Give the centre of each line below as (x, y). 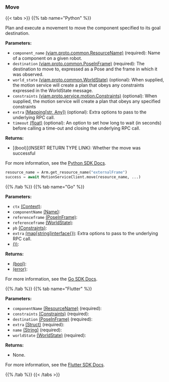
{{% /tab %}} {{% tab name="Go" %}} (45, 187)
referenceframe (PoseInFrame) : (45, 217)
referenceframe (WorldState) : (43, 223)
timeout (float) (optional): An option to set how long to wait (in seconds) (87, 123)
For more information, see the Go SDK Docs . (51, 279)
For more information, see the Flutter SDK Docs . (55, 365)
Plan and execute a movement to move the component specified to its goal (83, 28)
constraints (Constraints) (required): (51, 314)
